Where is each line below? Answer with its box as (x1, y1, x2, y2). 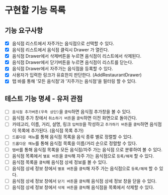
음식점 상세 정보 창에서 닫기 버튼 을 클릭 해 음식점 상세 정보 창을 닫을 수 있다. (12, 178, 157, 184)
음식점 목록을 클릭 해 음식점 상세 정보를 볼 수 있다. (12, 159, 108, 165)
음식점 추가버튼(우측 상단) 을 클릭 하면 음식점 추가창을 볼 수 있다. (12, 109, 132, 115)
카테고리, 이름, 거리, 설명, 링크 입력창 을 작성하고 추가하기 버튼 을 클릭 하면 (12, 121, 149, 127)
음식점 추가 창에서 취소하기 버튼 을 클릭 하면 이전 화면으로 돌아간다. (12, 115, 137, 121)
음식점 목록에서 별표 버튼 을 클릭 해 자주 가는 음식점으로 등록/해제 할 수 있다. (12, 153, 154, 159)
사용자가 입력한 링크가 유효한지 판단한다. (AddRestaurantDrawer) (12, 72, 142, 78)
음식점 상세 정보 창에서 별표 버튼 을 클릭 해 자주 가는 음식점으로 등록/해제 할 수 (12, 165, 158, 171)
